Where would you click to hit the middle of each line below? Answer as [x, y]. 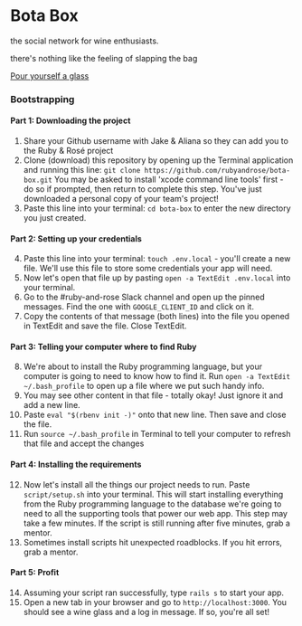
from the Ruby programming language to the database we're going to [152, 504]
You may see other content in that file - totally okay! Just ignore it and [153, 395]
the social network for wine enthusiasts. [85, 41]
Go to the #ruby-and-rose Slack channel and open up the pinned [144, 297]
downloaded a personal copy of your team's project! [121, 199]
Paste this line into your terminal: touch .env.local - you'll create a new [157, 259]
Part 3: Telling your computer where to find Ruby [104, 346]
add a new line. [52, 405]
